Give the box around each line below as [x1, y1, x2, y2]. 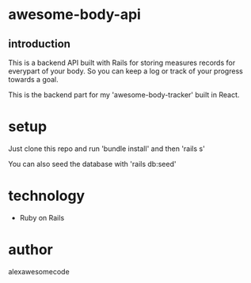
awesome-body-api [8, 6, 141, 24]
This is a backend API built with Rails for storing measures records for [8, 58, 236, 67]
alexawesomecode [8, 266, 70, 276]
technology [8, 187, 86, 205]
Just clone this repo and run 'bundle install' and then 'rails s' [8, 144, 206, 153]
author [8, 241, 54, 258]
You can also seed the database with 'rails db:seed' [8, 159, 177, 168]
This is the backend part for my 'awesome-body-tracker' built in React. [8, 90, 240, 100]
